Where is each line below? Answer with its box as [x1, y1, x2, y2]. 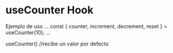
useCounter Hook [5, 3, 94, 17]
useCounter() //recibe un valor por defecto [5, 40, 109, 47]
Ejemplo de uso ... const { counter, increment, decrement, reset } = [5, 23, 168, 30]
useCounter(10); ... [5, 29, 51, 36]
